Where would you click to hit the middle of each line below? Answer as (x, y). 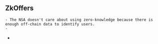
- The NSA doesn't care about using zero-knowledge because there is (79, 19)
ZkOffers (19, 8)
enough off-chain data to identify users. (50, 24)
